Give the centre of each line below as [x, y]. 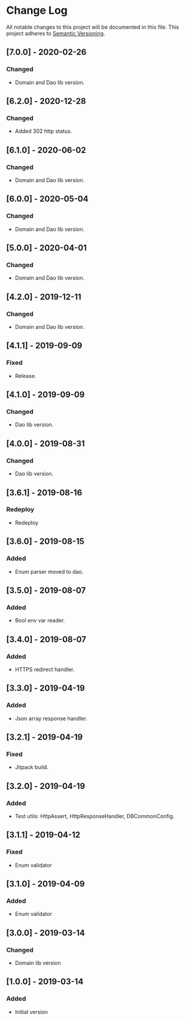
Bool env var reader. [40, 621]
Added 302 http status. [43, 131]
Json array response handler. [51, 718]
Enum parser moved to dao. [49, 571]
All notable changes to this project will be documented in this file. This [93, 27]
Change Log [37, 10]
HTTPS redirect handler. [45, 669]
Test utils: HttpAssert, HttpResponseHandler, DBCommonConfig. [95, 816]
